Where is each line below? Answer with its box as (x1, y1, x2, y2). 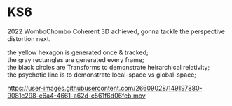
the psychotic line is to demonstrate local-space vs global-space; (7, 70, 197, 79)
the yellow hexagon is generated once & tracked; (7, 48, 149, 56)
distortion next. (7, 34, 51, 43)
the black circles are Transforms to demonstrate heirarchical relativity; (7, 63, 210, 71)
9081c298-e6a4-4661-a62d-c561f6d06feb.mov (7, 91, 146, 100)
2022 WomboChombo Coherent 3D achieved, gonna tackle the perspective (7, 27, 226, 36)
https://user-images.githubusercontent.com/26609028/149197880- (7, 84, 203, 92)
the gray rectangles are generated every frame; (7, 55, 145, 63)
